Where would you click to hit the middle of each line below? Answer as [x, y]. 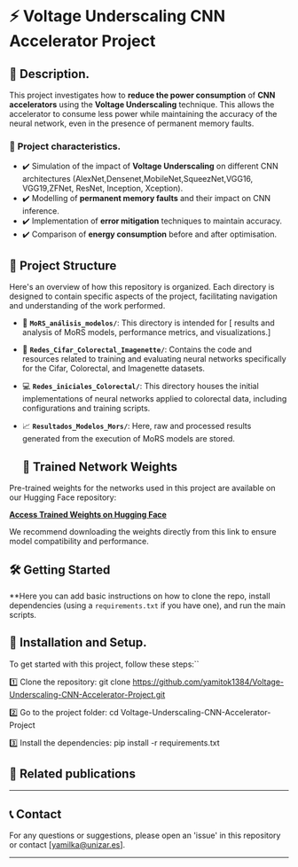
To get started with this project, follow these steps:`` [104, 664]
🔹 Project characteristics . [65, 146]
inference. [41, 211]
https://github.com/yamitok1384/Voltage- [208, 682]
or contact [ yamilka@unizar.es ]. [67, 845]
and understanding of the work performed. [87, 306]
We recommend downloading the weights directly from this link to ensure [143, 531]
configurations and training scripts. [86, 409]
